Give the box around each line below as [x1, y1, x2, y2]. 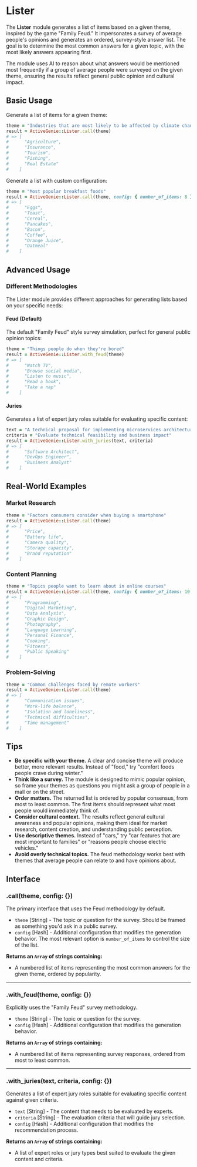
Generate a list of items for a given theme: [6, 111, 107, 118]
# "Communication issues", [6, 698, 85, 704]
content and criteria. [14, 1156, 64, 1163]
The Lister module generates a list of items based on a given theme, [6, 24, 171, 31]
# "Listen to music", [6, 373, 72, 380]
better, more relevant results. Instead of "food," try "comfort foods [14, 763, 175, 770]
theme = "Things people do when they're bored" [6, 346, 125, 352]
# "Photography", [6, 622, 62, 628]
